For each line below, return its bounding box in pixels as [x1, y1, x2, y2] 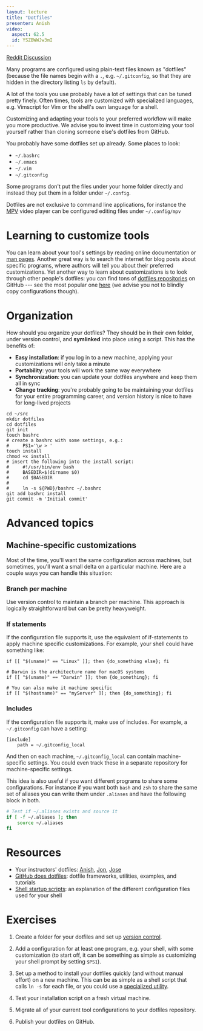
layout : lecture [6, 9, 47, 15]
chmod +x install [6, 453, 50, 459]
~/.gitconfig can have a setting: [6, 724, 88, 732]
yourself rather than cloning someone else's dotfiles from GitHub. [6, 128, 170, 135]
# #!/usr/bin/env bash [6, 463, 75, 470]
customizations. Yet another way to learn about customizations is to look [6, 268, 188, 276]
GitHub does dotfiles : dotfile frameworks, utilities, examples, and [15, 872, 177, 880]
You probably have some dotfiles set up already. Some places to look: [6, 140, 181, 147]
